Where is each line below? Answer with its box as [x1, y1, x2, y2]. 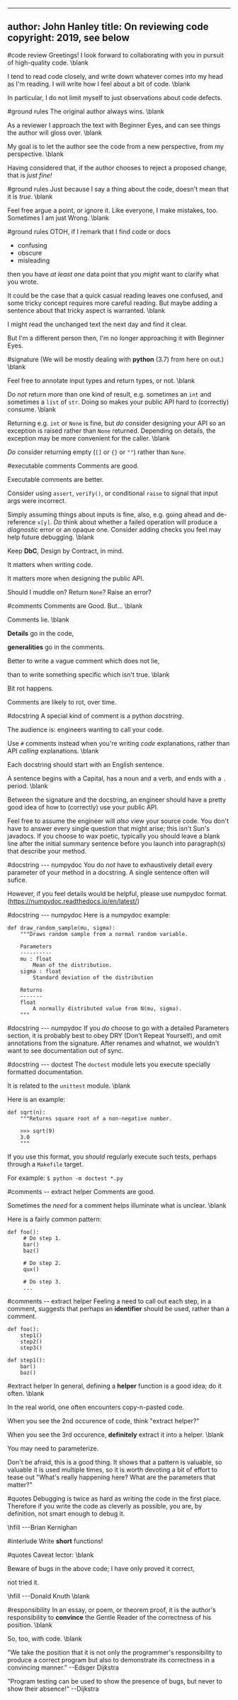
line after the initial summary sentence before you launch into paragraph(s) [7, 839, 226, 848]
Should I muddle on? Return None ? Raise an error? [7, 587, 152, 596]
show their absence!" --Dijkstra [7, 1684, 99, 1693]
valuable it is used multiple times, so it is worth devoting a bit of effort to [7, 1465, 218, 1474]
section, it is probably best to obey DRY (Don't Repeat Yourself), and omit [7, 1031, 222, 1039]
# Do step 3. [23, 1278, 62, 1285]
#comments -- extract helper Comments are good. [7, 1187, 155, 1196]
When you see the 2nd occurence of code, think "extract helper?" [7, 1416, 200, 1425]
